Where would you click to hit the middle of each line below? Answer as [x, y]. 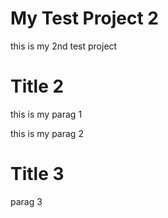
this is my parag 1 [46, 114]
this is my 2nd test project [64, 46]
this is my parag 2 [47, 133]
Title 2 [37, 86]
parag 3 [26, 201]
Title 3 [37, 174]
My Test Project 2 [84, 18]
